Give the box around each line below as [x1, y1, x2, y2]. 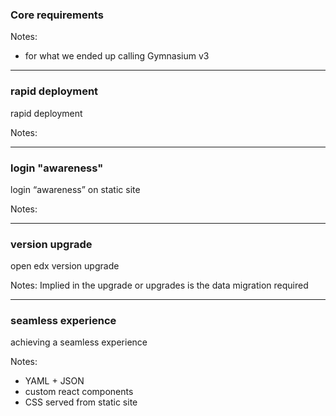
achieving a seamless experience [10, 336, 148, 348]
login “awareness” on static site [10, 183, 141, 195]
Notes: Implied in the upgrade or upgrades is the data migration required [10, 279, 309, 292]
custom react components [24, 386, 134, 398]
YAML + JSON [24, 375, 85, 387]
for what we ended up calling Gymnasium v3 [24, 50, 210, 62]
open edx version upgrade [10, 260, 120, 272]
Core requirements [10, 8, 104, 22]
